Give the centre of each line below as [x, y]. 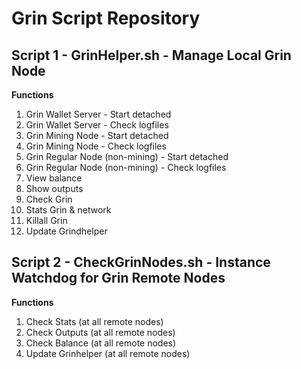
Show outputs [54, 188]
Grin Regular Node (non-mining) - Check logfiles [126, 167]
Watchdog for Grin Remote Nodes [118, 278]
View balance [54, 178]
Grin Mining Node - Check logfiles [96, 146]
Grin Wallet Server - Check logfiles [97, 125]
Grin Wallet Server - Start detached [98, 114]
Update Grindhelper [66, 231]
